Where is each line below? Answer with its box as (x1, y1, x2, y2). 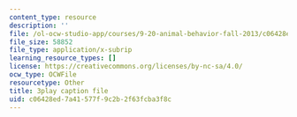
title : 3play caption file (9, 86, 109, 95)
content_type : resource (9, 12, 97, 22)
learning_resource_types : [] (9, 54, 117, 62)
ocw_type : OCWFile (9, 70, 77, 79)
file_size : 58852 (9, 37, 73, 47)
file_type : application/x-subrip (9, 46, 133, 55)
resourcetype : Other (9, 78, 86, 87)
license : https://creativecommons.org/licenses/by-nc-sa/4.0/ (9, 62, 243, 71)
